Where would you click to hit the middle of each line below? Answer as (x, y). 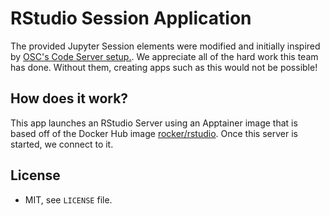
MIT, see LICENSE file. (68, 199)
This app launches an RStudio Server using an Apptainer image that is (154, 123)
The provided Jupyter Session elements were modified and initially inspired (165, 46)
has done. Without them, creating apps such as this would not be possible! (164, 67)
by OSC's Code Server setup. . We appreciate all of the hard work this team (164, 56)
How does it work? (69, 98)
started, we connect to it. (62, 144)
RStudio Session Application (131, 18)
